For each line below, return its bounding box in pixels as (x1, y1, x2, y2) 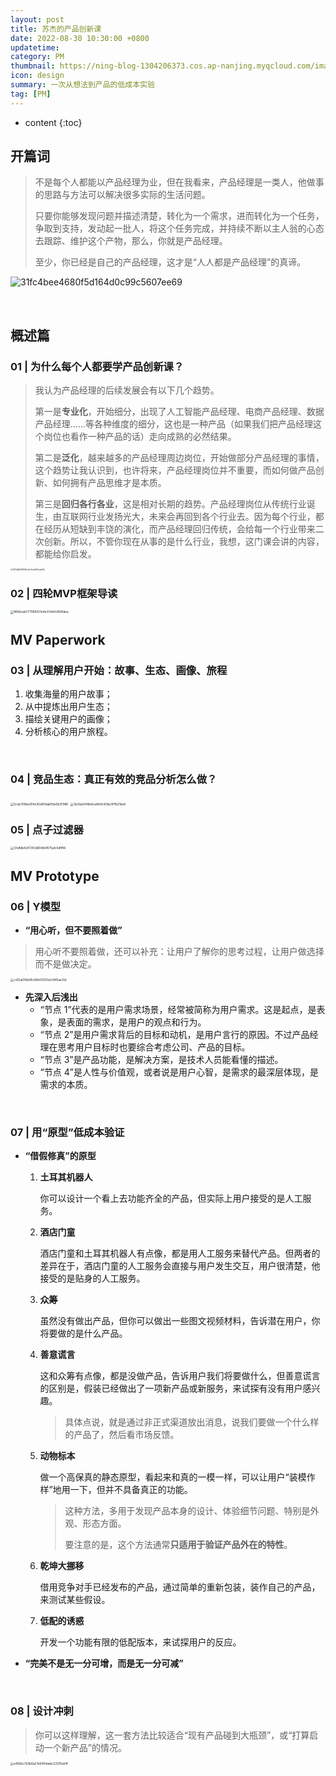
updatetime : (10, 42, 60, 53)
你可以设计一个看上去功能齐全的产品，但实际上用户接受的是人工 (39, 1192, 303, 1205)
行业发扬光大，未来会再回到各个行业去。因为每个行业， (87, 511, 316, 523)
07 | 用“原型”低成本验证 (10, 1126, 125, 1140)
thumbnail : (10, 61, 56, 71)
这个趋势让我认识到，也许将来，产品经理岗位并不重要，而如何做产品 (34, 464, 316, 476)
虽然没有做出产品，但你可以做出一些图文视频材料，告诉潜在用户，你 (39, 1315, 321, 1327)
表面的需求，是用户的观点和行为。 (66, 1016, 207, 1028)
